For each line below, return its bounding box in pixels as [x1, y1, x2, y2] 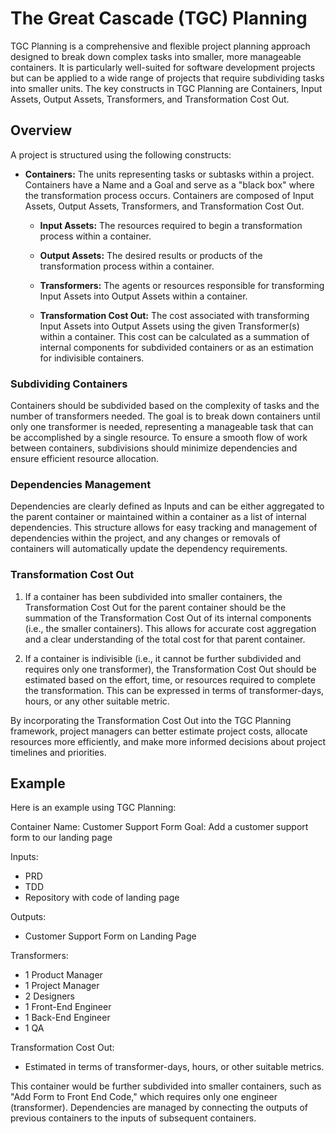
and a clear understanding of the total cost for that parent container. [24, 633, 306, 645]
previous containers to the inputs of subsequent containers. [10, 1112, 257, 1124]
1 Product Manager [24, 969, 103, 981]
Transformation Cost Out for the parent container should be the [24, 601, 287, 613]
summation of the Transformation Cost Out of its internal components [24, 612, 312, 624]
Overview [10, 122, 73, 139]
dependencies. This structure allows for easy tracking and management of [10, 522, 318, 534]
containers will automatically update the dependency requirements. [10, 543, 288, 555]
